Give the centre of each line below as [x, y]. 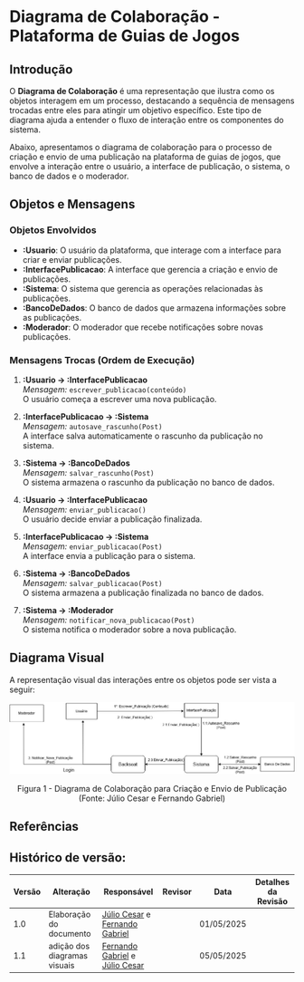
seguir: [23, 689]
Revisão [272, 901]
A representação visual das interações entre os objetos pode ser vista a [143, 679]
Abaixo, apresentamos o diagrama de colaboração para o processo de [141, 147]
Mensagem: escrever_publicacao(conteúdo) [104, 389]
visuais [62, 966]
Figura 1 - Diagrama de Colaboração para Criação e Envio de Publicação [152, 788]
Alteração [71, 891]
